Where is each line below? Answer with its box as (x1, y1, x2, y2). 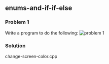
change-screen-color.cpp (5, 53, 58, 59)
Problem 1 (5, 19, 30, 26)
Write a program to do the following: (5, 30, 78, 36)
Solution (5, 42, 26, 49)
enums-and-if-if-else (5, 4, 73, 12)
